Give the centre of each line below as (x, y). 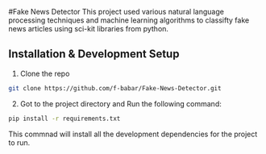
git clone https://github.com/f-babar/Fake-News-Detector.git (115, 88)
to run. (19, 142)
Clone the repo (45, 73)
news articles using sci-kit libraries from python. (89, 29)
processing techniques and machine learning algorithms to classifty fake (129, 20)
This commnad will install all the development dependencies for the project (133, 134)
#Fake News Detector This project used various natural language (116, 12)
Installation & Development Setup (94, 54)
